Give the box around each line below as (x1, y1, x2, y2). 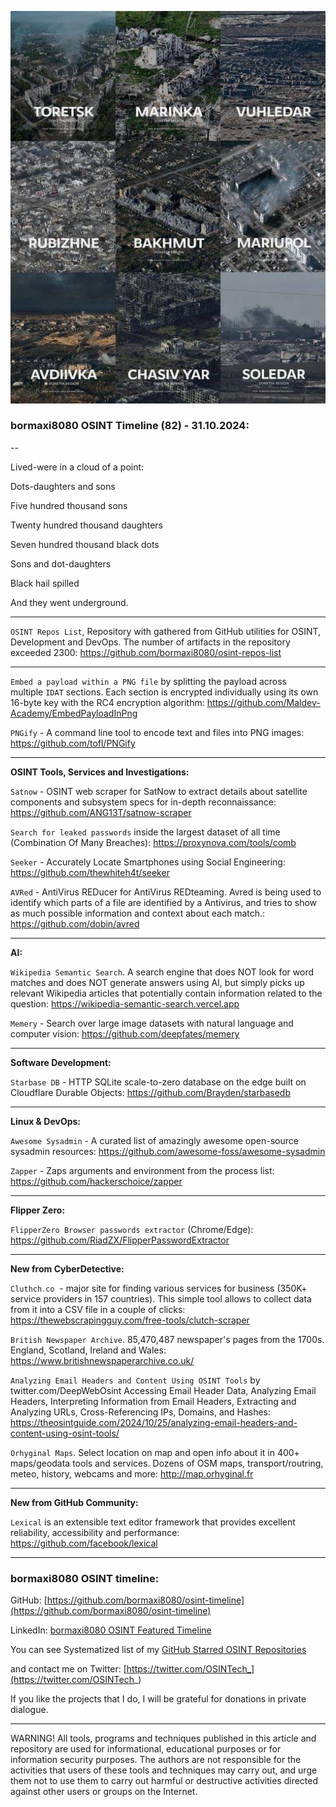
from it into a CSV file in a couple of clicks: (10, 1303, 186, 1315)
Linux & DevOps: (10, 1115, 82, 1127)
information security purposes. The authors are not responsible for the (10, 1754, 302, 1766)
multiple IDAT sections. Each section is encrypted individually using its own (10, 686, 319, 698)
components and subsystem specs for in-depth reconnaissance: (10, 796, 277, 808)
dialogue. (10, 1704, 49, 1716)
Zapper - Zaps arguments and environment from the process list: (10, 1164, 275, 1176)
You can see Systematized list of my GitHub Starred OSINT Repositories (10, 1644, 307, 1656)
